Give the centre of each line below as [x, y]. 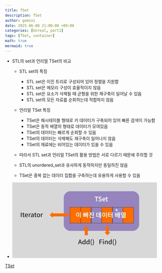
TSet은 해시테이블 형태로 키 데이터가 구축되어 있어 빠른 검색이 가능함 [91, 120]
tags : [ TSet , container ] [30, 36]
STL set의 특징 [33, 71]
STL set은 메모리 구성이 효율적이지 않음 [64, 88]
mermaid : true [19, 46]
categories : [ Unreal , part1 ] [34, 31]
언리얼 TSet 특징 [35, 110]
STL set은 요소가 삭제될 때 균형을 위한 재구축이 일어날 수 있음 [84, 93]
